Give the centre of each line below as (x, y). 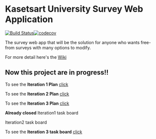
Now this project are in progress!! (57, 73)
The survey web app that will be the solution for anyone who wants (72, 42)
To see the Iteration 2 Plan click (37, 93)
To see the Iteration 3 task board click (44, 132)
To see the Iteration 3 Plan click (37, 103)
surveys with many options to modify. (53, 47)
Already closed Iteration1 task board (42, 113)
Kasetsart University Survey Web (74, 9)
